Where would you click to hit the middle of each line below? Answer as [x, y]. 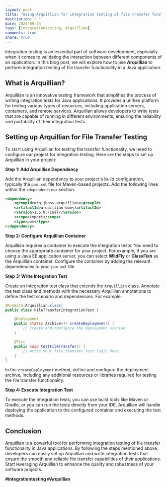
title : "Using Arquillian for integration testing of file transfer [78, 14]
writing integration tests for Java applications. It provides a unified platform [82, 100]
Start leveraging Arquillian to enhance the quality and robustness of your [80, 464]
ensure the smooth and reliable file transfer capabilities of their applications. [83, 459]
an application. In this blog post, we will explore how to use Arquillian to [79, 62]
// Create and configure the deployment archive [74, 328]
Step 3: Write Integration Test [36, 276]
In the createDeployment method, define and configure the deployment [77, 370]
